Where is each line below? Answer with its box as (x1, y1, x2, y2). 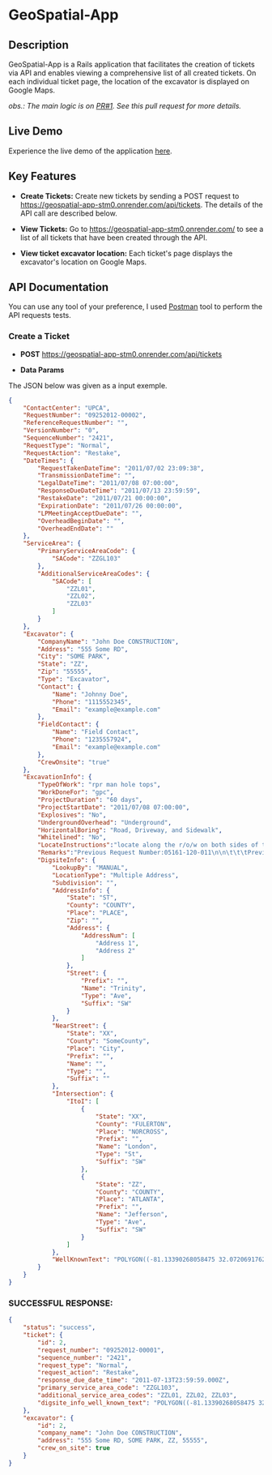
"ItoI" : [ (66, 1097, 100, 1106)
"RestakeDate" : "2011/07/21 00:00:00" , (37, 495, 172, 503)
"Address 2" (95, 946, 136, 954)
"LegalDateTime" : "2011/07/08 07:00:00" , (37, 479, 180, 487)
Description (8, 38, 69, 52)
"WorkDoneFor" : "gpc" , (37, 788, 114, 796)
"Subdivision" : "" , (51, 878, 117, 887)
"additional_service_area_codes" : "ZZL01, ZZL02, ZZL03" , (37, 1391, 237, 1400)
